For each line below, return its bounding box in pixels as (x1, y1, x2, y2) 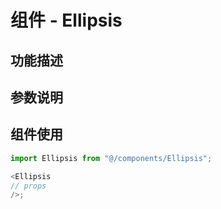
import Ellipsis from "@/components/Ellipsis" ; (10, 153, 213, 163)
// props (10, 181, 47, 191)
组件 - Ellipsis (10, 9, 123, 32)
